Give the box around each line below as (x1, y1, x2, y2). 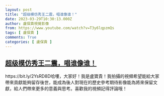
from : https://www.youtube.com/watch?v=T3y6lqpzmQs (5, 26, 114, 31)
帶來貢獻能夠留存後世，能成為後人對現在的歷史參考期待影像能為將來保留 (5, 79, 153, 85)
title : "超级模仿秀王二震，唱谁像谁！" (5, 12, 77, 17)
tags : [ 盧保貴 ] (5, 30, 39, 35)
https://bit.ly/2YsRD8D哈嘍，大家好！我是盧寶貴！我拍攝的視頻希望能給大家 (5, 73, 160, 79)
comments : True (5, 35, 37, 40)
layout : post (5, 7, 32, 12)
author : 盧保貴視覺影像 (5, 21, 49, 26)
